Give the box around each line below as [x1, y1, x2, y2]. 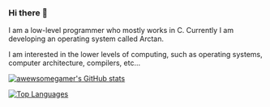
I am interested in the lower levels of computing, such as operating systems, [8, 50, 264, 60]
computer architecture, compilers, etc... [8, 58, 141, 68]
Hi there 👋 [8, 7, 49, 19]
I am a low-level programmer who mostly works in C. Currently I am [8, 26, 234, 35]
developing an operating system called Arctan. [8, 34, 165, 43]
